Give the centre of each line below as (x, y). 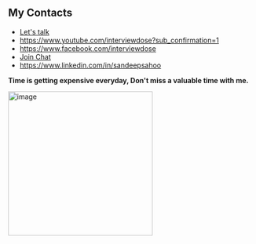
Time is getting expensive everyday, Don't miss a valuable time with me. (128, 80)
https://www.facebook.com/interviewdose (88, 48)
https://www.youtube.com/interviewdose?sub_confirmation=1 (119, 40)
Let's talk (34, 31)
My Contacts (40, 13)
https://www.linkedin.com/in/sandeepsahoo (90, 65)
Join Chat (35, 56)
